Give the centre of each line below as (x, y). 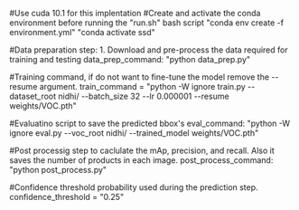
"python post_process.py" (58, 170)
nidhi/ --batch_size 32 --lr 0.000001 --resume (144, 96)
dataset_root (33, 96)
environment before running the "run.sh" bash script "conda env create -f (147, 23)
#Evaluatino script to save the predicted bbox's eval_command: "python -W (150, 123)
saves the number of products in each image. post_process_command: (141, 160)
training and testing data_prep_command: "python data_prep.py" (130, 59)
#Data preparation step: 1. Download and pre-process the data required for (149, 50)
